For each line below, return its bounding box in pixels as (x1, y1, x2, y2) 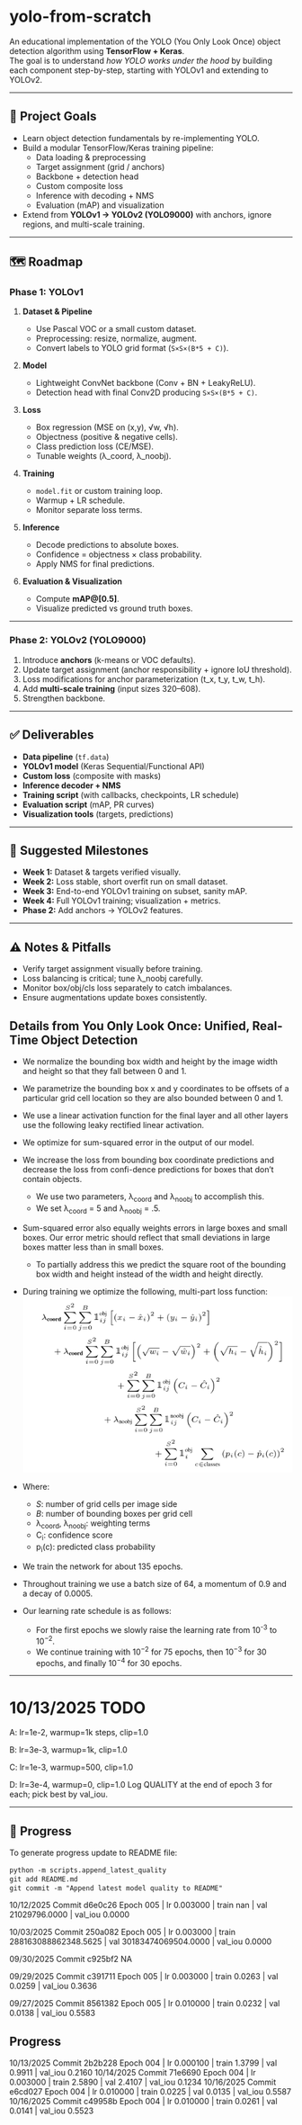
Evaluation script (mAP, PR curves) (22, 799, 155, 810)
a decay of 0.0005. (22, 1588, 93, 1599)
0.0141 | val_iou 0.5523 (9, 2105, 94, 2116)
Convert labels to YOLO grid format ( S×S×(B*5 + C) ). (35, 343, 229, 354)
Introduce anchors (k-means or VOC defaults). (22, 654, 196, 665)
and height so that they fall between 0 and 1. (22, 1065, 187, 1076)
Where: (22, 1482, 50, 1493)
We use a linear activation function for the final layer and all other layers (22, 1109, 289, 1121)
